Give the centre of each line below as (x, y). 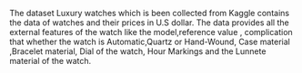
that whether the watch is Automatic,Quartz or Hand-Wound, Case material (150, 41)
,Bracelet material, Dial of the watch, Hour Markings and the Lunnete (138, 51)
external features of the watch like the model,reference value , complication (151, 32)
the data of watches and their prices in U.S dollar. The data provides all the (149, 23)
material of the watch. (50, 61)
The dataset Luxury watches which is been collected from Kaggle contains (149, 13)
